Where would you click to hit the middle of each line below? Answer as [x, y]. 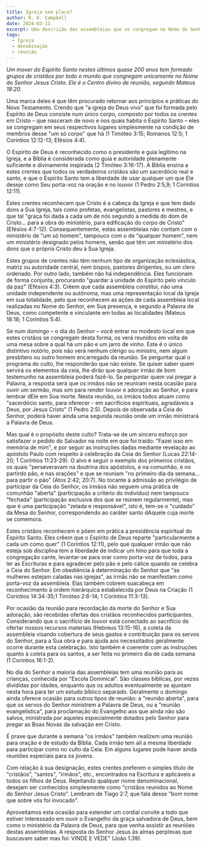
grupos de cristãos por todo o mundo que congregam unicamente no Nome [102, 76]
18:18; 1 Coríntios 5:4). [34, 319]
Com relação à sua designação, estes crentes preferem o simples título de [100, 767]
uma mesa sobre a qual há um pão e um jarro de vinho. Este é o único [94, 344]
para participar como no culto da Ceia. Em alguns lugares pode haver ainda [102, 749]
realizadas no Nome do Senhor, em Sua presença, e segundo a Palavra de [100, 306]
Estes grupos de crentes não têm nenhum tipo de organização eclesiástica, [101, 260]
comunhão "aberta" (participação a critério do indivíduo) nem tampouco [97, 493]
